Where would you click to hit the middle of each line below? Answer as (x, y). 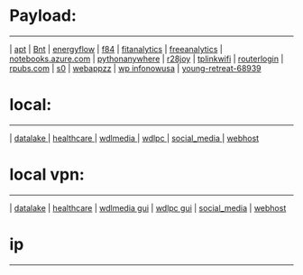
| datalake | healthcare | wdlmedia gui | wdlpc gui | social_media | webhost (148, 207)
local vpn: (47, 174)
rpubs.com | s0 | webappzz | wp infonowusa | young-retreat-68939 (135, 68)
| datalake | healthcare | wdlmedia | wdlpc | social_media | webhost (134, 138)
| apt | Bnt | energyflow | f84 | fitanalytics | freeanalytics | (116, 49)
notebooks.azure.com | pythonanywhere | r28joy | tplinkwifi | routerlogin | (147, 59)
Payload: (43, 16)
